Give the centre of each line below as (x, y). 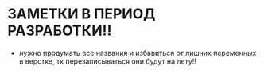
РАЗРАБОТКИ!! (60, 31)
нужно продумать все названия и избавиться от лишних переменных (138, 53)
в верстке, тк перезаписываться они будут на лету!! (107, 61)
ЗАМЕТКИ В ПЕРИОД (82, 14)
